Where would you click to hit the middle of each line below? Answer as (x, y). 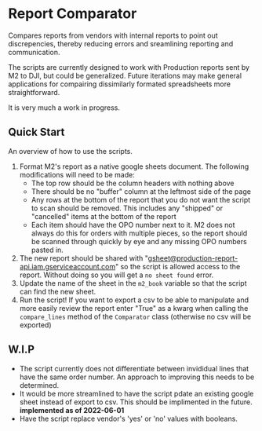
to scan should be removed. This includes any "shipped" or (127, 208)
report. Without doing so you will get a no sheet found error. (116, 275)
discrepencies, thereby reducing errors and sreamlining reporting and (121, 43)
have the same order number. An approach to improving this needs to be (137, 377)
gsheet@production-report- (193, 258)
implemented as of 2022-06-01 (72, 410)
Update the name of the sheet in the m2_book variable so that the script (133, 283)
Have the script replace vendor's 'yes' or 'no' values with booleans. (128, 418)
